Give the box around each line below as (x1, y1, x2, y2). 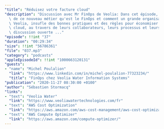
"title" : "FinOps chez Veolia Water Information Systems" (9, 76, 130, 80)
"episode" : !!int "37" (4, 35, 51, 40)
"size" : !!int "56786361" (4, 44, 57, 49)
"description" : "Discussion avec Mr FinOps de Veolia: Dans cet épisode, (4, 12, 159, 17)
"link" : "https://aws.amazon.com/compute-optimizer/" (9, 116, 121, 122)
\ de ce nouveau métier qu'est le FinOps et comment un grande (9, 16, 141, 21)
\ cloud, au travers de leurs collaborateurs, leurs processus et (9, 26, 147, 30)
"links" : (4, 89, 23, 94)
